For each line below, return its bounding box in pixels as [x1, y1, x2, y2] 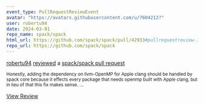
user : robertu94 [6, 20, 47, 26]
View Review [6, 92, 38, 100]
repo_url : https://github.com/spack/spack [6, 43, 115, 49]
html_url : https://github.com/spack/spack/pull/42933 [6, 37, 146, 43]
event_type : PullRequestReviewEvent [6, 8, 99, 15]
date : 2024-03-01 [6, 25, 50, 32]
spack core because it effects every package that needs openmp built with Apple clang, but [6, 76, 198, 83]
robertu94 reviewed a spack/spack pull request [6, 59, 126, 67]
